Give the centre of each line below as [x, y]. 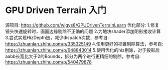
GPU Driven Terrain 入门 [56, 10]
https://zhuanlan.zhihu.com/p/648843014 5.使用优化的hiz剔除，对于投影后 [82, 50]
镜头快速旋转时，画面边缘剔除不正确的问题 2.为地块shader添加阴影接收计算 [83, 31]
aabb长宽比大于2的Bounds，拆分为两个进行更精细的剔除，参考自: [73, 56]
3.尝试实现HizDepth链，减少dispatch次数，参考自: [57, 37]
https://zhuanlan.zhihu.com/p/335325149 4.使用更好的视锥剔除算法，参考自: [84, 43]
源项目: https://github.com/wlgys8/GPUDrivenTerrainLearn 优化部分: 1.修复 [82, 25]
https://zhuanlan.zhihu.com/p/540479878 [48, 62]
